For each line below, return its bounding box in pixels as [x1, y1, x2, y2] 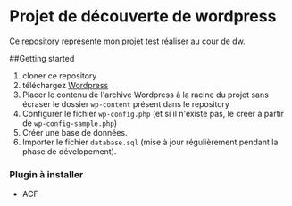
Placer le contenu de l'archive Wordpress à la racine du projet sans [21, 89, 270, 100]
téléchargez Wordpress [21, 79, 109, 90]
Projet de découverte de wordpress [9, 6, 277, 27]
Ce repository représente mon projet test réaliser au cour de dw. [9, 36, 246, 46]
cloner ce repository [21, 70, 97, 81]
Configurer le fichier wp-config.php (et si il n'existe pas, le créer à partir [21, 108, 284, 119]
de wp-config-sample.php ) [21, 118, 118, 128]
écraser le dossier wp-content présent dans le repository [21, 98, 230, 109]
